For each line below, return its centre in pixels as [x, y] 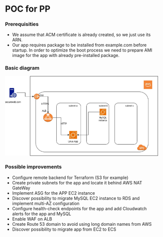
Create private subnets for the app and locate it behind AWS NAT [77, 182]
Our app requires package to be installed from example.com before [79, 45]
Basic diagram [22, 68]
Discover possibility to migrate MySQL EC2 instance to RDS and [76, 198]
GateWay [21, 188]
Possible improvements [33, 167]
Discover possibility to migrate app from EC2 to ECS [64, 229]
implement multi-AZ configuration [46, 203]
